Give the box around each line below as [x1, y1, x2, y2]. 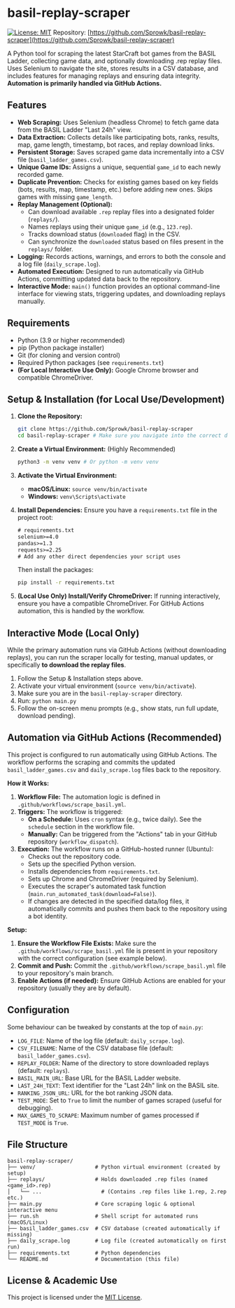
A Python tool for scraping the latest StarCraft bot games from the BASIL [7, 49, 217, 58]
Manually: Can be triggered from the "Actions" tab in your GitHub [27, 829, 218, 838]
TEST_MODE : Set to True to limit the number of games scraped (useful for [17, 1096, 222, 1105]
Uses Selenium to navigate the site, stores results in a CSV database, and [7, 64, 219, 72]
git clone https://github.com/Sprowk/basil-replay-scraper [17, 426, 194, 433]
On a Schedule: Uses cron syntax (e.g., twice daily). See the [27, 815, 202, 823]
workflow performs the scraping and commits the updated [7, 758, 176, 766]
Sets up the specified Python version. [27, 860, 136, 868]
